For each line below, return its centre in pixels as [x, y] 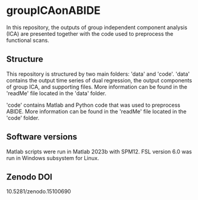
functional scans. [28, 40]
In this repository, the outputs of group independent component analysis [97, 27]
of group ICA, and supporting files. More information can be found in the [97, 87]
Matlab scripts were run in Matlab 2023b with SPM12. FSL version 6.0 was [99, 152]
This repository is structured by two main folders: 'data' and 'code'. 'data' [98, 74]
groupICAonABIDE [53, 11]
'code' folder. [23, 118]
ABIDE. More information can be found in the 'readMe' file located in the [97, 111]
